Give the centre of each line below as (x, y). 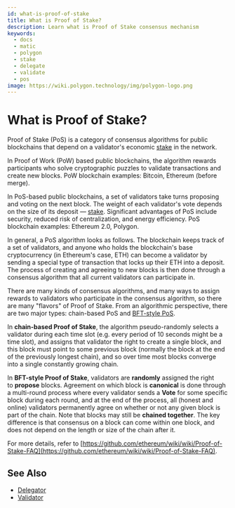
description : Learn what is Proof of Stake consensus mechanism (103, 27)
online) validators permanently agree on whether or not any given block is (114, 408)
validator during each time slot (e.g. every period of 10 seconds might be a (115, 335)
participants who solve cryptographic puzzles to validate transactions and (114, 168)
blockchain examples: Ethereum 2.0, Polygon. (73, 227)
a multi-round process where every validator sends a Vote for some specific (117, 393)
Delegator (32, 490)
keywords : (22, 33)
